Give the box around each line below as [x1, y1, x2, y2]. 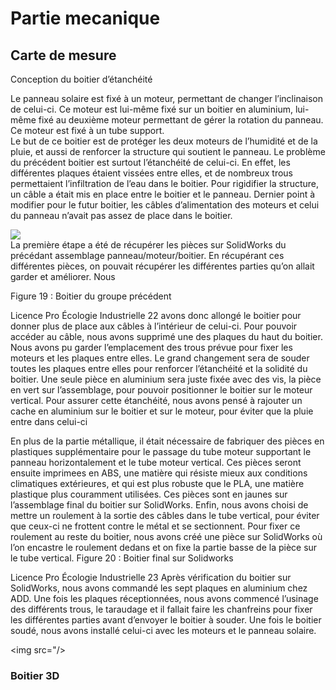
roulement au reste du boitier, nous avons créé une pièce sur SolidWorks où [10, 531, 323, 542]
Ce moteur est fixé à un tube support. [10, 125, 165, 136]
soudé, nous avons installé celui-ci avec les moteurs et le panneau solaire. [10, 625, 317, 636]
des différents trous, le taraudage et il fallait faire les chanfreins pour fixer [10, 603, 313, 615]
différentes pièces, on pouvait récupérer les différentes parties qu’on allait [10, 260, 315, 272]
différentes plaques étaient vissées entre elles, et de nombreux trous [10, 167, 294, 179]
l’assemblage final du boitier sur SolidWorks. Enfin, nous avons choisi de [10, 499, 309, 511]
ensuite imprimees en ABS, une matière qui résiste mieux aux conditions [10, 467, 308, 479]
